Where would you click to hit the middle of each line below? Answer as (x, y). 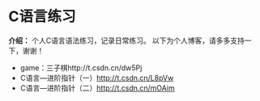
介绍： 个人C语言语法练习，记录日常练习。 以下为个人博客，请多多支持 (127, 40)
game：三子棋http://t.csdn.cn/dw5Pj (81, 67)
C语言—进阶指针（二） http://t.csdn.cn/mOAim (98, 88)
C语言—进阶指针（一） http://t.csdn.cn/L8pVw (97, 78)
